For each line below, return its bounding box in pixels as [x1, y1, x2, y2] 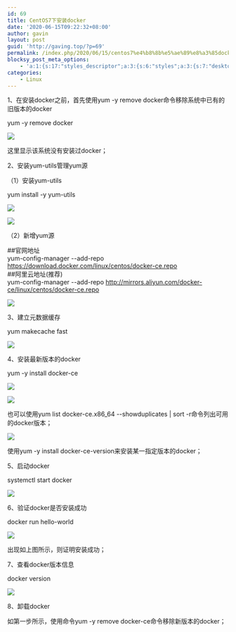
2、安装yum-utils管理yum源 [7, 161, 88, 170]
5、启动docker [7, 462, 51, 470]
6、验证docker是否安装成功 [7, 504, 87, 512]
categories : [7, 69, 42, 76]
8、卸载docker [7, 602, 51, 611]
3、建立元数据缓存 [7, 313, 61, 322]
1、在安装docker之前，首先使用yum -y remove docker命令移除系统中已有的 [7, 96, 225, 104]
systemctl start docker [7, 476, 72, 484]
